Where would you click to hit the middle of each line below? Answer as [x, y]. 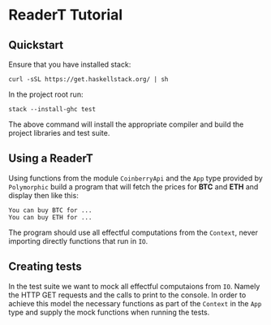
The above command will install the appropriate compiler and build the [126, 124]
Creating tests [45, 267]
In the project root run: [46, 94]
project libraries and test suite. [59, 133]
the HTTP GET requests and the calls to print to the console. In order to [127, 295]
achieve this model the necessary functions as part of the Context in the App [135, 303]
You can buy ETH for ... [50, 217]
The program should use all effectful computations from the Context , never [133, 232]
